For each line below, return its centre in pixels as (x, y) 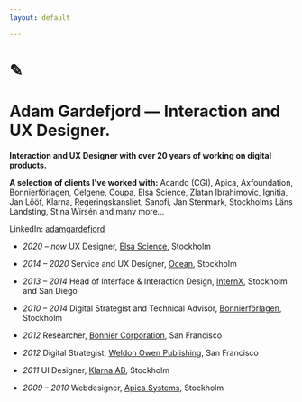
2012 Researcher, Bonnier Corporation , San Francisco (122, 335)
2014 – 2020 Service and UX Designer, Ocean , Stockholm (129, 263)
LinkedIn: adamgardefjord (57, 228)
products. (28, 165)
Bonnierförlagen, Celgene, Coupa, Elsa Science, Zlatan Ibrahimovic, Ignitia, (149, 192)
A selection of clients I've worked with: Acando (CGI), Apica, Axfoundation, (151, 182)
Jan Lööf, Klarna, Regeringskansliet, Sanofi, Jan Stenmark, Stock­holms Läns (151, 201)
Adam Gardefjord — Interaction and (145, 111)
